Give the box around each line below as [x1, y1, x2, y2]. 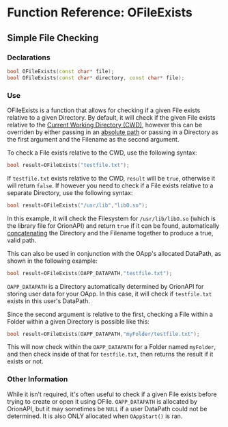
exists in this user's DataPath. [7, 296, 91, 305]
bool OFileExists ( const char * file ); [7, 68, 115, 75]
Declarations [7, 53, 51, 62]
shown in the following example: [7, 257, 98, 265]
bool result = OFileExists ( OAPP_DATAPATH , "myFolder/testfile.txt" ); [7, 331, 200, 337]
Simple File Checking [7, 32, 99, 44]
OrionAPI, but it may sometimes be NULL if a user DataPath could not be [7, 404, 208, 413]
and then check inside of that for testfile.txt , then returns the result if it [7, 350, 214, 359]
